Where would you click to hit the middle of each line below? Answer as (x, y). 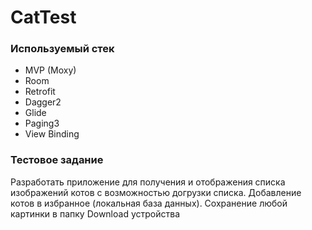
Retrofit (40, 92)
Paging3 (42, 123)
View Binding (52, 134)
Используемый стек (62, 49)
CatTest (43, 17)
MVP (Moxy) (50, 70)
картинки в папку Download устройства (95, 213)
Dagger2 (43, 102)
